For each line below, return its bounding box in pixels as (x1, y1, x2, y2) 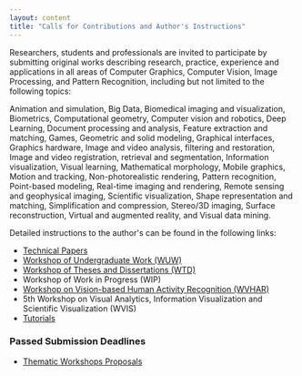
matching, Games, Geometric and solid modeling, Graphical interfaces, (9, 132, 275, 143)
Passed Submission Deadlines (9, 335, 146, 348)
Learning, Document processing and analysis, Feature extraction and (9, 122, 268, 133)
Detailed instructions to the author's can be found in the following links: (9, 227, 277, 238)
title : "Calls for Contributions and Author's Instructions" (9, 22, 247, 31)
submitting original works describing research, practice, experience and (9, 56, 279, 67)
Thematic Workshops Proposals (22, 356, 143, 367)
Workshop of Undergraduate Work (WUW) (22, 254, 182, 265)
